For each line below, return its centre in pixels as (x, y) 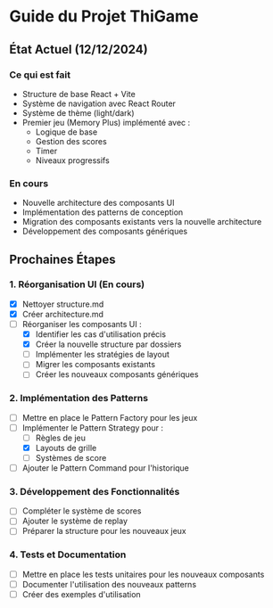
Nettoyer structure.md (63, 304)
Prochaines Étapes (62, 259)
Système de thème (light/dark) (79, 112)
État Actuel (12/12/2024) (79, 49)
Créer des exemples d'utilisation (81, 594)
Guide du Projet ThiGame (104, 16)
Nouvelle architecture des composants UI (98, 203)
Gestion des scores (71, 141)
